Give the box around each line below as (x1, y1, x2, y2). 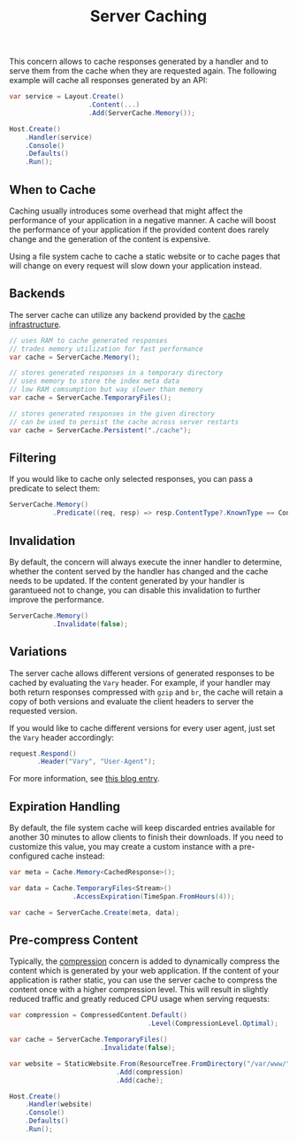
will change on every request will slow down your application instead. (9, 260, 263, 271)
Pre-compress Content (9, 932, 139, 947)
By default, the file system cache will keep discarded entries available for (9, 822, 276, 834)
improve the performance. (9, 594, 104, 604)
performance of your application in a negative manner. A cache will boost (9, 215, 277, 225)
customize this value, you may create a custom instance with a (9, 842, 238, 852)
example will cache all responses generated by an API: (9, 75, 208, 86)
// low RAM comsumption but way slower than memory (9, 385, 203, 394)
